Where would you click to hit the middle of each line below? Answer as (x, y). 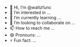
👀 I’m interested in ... (30, 12)
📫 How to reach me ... (32, 28)
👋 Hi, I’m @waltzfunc (31, 7)
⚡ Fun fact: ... (23, 40)
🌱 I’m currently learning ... (35, 18)
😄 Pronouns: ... (25, 35)
